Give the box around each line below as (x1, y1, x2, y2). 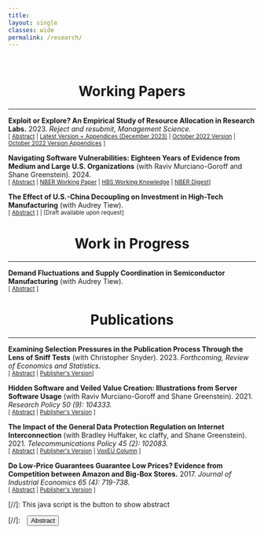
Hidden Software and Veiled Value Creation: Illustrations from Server (8, 383, 238, 393)
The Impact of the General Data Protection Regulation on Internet (8, 422, 225, 432)
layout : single (8, 19, 58, 27)
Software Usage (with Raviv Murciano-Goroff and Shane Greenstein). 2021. (8, 392, 253, 401)
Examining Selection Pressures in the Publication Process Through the (8, 344, 244, 354)
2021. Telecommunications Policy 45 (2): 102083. (8, 439, 169, 448)
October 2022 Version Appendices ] (8, 139, 106, 148)
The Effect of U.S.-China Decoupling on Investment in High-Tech (8, 192, 224, 201)
